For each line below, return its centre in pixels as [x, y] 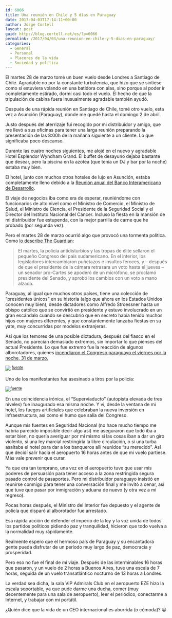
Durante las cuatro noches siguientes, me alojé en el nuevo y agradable [81, 151]
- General [20, 48]
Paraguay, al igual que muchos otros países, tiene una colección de [77, 294]
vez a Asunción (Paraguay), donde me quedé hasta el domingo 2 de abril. [83, 115]
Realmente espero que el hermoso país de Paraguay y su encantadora [80, 541]
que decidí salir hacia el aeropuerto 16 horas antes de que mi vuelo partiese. [86, 452]
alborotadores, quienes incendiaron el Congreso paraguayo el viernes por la [86, 353]
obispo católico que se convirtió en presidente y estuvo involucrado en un [84, 310]
